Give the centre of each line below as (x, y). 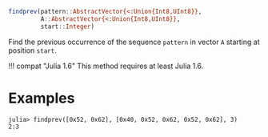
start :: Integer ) (67, 26)
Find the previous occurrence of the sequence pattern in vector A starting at (134, 42)
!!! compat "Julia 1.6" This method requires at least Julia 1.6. (106, 66)
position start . (33, 50)
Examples (42, 98)
